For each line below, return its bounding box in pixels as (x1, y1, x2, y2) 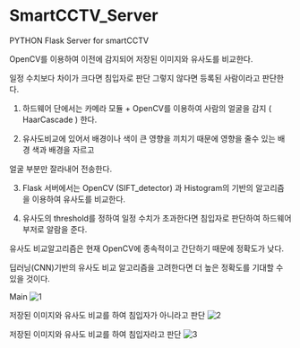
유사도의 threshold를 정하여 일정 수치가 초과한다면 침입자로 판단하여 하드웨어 (21, 213, 292, 223)
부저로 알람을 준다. (21, 223, 88, 234)
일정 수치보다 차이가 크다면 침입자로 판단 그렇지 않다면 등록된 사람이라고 (9, 73, 261, 83)
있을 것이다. (9, 273, 51, 283)
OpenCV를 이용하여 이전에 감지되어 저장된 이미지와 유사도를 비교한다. (9, 53, 253, 64)
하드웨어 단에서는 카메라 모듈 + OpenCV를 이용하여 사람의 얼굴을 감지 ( (21, 102, 272, 113)
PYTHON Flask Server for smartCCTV (9, 35, 150, 46)
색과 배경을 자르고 (31, 144, 95, 155)
